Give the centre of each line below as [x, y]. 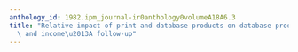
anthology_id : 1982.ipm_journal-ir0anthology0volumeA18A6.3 [123, 17]
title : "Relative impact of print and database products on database [141, 26]
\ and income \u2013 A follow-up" [77, 33]
